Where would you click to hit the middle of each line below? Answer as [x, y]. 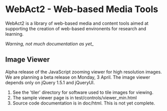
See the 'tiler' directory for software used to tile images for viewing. [83, 92]
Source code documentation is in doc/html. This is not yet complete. [84, 103]
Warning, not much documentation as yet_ [50, 43]
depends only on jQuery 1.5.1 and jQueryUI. [50, 82]
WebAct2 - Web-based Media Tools [82, 9]
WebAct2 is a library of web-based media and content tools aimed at [77, 23]
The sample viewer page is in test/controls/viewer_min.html [75, 97]
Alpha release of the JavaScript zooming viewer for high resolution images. [83, 72]
